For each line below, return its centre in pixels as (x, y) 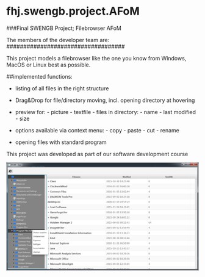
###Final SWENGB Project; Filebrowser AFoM (64, 28)
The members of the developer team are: (58, 40)
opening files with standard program (61, 142)
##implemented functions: (40, 76)
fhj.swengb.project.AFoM (73, 11)
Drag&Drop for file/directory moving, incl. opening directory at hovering (105, 100)
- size (22, 118)
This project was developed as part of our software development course (97, 154)
